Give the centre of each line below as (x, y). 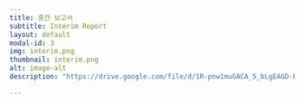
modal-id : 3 (32, 43)
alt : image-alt (38, 69)
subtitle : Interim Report (58, 26)
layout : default (40, 34)
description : (34, 77)
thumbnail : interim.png (54, 60)
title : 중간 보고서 (41, 18)
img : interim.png (42, 51)
